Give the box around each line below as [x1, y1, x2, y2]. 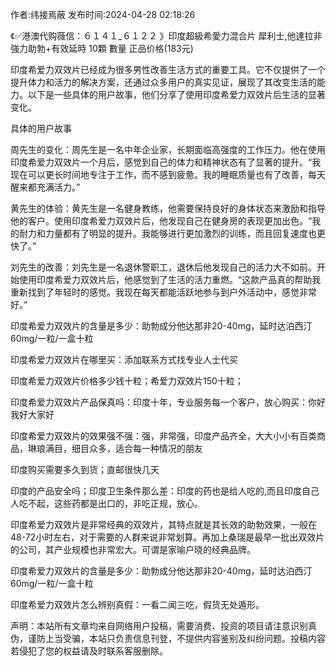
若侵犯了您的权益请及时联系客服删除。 [10, 645, 168, 657]
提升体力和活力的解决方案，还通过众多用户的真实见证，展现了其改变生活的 [10, 76, 317, 88]
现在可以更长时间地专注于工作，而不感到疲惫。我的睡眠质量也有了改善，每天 [10, 169, 326, 180]
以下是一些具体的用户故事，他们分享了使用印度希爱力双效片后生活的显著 [27, 89, 326, 100]
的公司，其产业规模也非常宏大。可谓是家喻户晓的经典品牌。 [10, 544, 256, 555]
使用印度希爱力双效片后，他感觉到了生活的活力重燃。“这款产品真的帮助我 [18, 274, 322, 285]
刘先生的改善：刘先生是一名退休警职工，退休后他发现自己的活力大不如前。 [10, 261, 317, 273]
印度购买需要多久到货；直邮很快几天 [10, 464, 160, 475]
